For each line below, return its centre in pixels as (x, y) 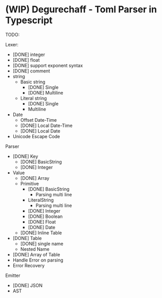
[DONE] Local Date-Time (46, 125)
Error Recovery (29, 265)
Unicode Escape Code (36, 136)
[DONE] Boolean (45, 216)
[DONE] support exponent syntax (48, 65)
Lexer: (12, 44)
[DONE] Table (27, 238)
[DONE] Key (25, 156)
